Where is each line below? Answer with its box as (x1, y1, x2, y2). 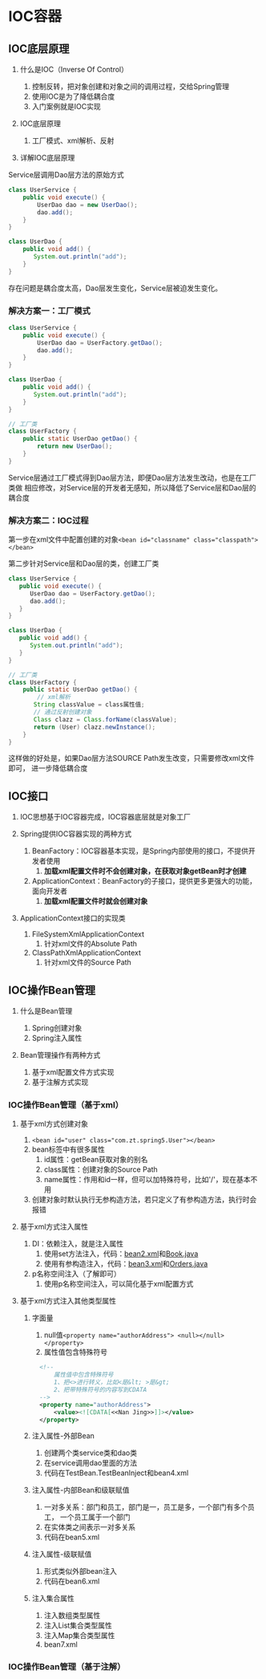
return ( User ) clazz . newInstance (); (33, 723, 156, 731)
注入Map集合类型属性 (43, 1631, 115, 1640)
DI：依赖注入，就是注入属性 (31, 1239, 124, 1249)
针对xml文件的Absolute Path (43, 939, 138, 949)
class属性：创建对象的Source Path (43, 1165, 158, 1174)
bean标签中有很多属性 (31, 1144, 106, 1154)
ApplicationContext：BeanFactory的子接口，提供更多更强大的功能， (31, 876, 257, 886)
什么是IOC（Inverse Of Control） (19, 65, 128, 74)
